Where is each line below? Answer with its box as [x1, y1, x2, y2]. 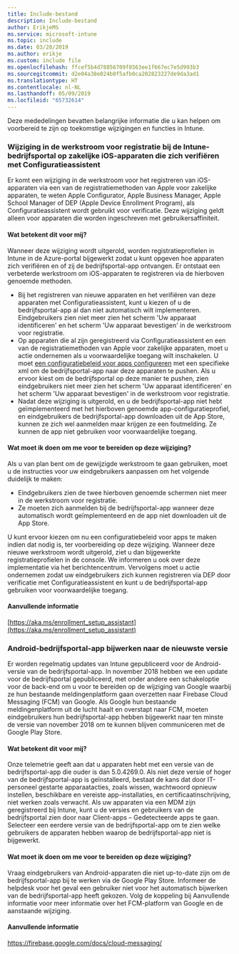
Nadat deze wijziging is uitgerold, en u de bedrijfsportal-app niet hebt [17, 397, 223, 405]
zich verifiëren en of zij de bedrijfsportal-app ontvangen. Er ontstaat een [7, 262, 220, 270]
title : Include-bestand [7, 10, 78, 18]
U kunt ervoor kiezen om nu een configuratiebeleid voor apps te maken [7, 532, 217, 541]
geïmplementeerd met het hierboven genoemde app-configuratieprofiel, [17, 404, 230, 413]
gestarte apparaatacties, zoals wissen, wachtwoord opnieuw [38, 783, 218, 792]
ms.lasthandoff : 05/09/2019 [7, 90, 91, 97]
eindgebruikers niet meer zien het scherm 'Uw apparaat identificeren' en [17, 382, 232, 390]
